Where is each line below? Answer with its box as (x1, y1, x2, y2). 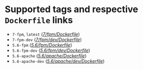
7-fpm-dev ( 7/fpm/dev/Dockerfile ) (12, 37, 82, 43)
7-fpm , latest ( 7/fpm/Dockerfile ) (12, 31, 80, 37)
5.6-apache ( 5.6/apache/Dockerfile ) (12, 52, 87, 59)
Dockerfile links (5, 14, 73, 26)
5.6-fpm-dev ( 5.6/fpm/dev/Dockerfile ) (12, 47, 91, 53)
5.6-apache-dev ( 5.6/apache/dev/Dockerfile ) (12, 58, 105, 64)
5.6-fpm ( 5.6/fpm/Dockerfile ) (12, 42, 72, 48)
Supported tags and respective (5, 4, 138, 15)
